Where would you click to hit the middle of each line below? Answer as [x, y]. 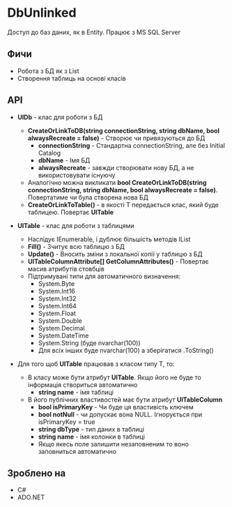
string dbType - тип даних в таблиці [91, 429]
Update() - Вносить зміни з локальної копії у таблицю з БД [115, 254]
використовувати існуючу [77, 175]
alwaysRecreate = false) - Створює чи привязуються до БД [116, 138]
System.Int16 [56, 291]
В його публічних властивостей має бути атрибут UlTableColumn [125, 400]
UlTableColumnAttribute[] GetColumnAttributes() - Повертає [118, 261]
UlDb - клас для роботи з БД [60, 117]
